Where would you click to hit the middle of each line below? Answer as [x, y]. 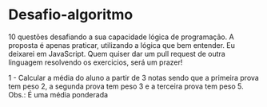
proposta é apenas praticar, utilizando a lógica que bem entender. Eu [122, 45]
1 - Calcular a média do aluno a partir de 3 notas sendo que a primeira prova [134, 77]
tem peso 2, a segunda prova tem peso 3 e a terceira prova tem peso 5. [126, 86]
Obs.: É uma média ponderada [58, 94]
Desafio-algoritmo [71, 15]
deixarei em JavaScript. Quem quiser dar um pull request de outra [117, 53]
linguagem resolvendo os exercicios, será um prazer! [96, 62]
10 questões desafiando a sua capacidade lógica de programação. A [121, 37]
